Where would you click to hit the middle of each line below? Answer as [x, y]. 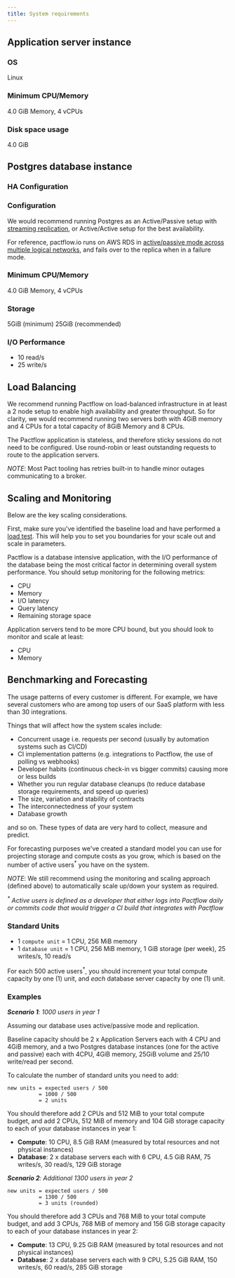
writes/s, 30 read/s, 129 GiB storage [69, 1165]
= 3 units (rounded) [68, 1203]
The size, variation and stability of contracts [81, 799]
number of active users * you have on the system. [78, 864]
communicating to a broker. [47, 476]
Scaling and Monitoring [59, 498]
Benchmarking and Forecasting [78, 680]
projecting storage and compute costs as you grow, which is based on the [114, 856]
